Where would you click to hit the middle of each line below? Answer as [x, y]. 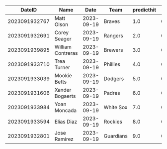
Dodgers [114, 78]
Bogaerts [65, 96]
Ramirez [64, 139]
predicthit [144, 10]
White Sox [116, 107]
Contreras [66, 53]
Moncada [66, 110]
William [63, 47]
